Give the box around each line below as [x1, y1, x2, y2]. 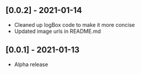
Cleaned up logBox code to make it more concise [14, 21, 135, 28]
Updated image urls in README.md [14, 27, 101, 35]
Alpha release [14, 60, 48, 68]
